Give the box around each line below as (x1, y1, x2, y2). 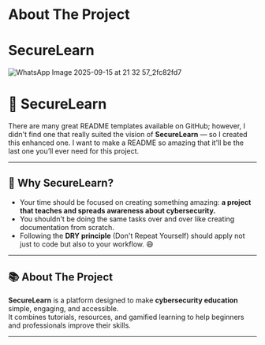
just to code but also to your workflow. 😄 (19, 239, 154, 249)
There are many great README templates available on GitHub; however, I (8, 121, 246, 131)
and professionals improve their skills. (8, 321, 132, 330)
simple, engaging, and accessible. (8, 303, 119, 313)
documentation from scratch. (19, 222, 114, 232)
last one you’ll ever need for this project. (8, 147, 140, 156)
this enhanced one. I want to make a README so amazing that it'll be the (8, 138, 244, 147)
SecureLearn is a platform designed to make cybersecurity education (8, 295, 238, 305)
